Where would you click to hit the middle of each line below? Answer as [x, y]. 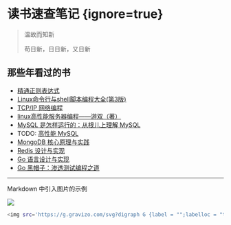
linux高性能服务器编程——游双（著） [69, 116]
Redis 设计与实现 [41, 150]
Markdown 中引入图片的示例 [47, 189]
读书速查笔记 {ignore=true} [85, 14]
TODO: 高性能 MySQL [48, 133]
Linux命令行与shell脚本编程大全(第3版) [71, 99]
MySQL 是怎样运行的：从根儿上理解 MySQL [79, 125]
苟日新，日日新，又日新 [57, 49]
